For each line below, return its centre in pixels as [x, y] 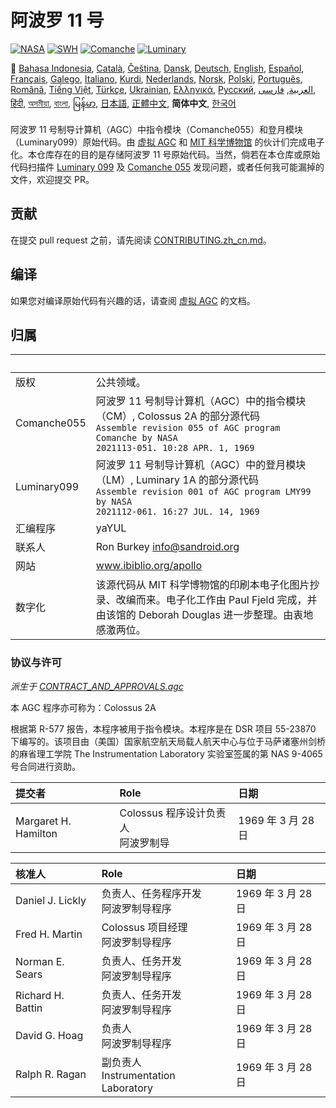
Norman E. [40, 961]
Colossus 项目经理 [144, 927]
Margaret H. [43, 821]
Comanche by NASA [136, 438]
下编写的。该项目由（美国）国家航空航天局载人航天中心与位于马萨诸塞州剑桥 [168, 741]
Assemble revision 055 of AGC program [188, 428]
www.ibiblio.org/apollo [149, 566]
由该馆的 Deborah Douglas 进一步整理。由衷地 [204, 615]
